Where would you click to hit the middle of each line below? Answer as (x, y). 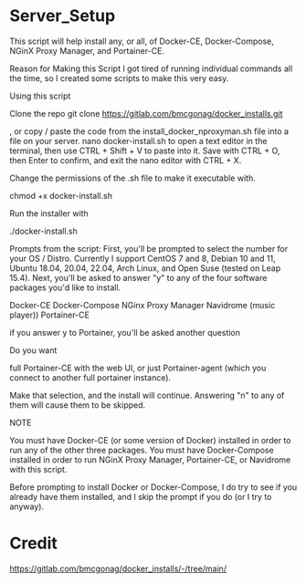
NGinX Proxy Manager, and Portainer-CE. (87, 50)
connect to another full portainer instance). (90, 377)
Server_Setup (63, 16)
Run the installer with (49, 213)
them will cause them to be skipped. (78, 405)
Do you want (33, 350)
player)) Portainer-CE (49, 315)
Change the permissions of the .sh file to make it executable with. (132, 178)
